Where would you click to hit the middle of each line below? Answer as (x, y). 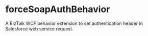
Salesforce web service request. (39, 28)
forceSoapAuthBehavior (58, 9)
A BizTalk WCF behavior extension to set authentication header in (74, 23)
